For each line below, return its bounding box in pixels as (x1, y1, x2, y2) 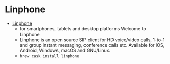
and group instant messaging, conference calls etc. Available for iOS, (19, 42, 165, 48)
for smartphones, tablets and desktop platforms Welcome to (19, 25, 146, 31)
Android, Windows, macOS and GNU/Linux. (19, 47, 111, 53)
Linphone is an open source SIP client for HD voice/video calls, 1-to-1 (19, 37, 165, 43)
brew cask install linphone (19, 53, 79, 59)
